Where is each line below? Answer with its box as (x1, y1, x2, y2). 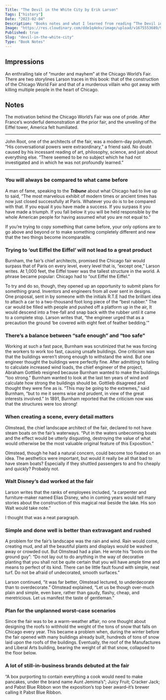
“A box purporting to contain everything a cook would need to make (5, 673, 143, 679)
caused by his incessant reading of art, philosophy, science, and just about (5, 149, 158, 155)
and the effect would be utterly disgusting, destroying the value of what (5, 435, 151, 441)
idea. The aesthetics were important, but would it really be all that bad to (5, 455, 153, 461)
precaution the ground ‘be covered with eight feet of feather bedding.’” (5, 320, 150, 326)
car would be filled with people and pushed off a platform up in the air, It (5, 304, 152, 310)
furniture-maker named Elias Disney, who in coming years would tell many (5, 494, 156, 500)
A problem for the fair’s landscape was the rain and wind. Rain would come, (5, 538, 159, 544)
